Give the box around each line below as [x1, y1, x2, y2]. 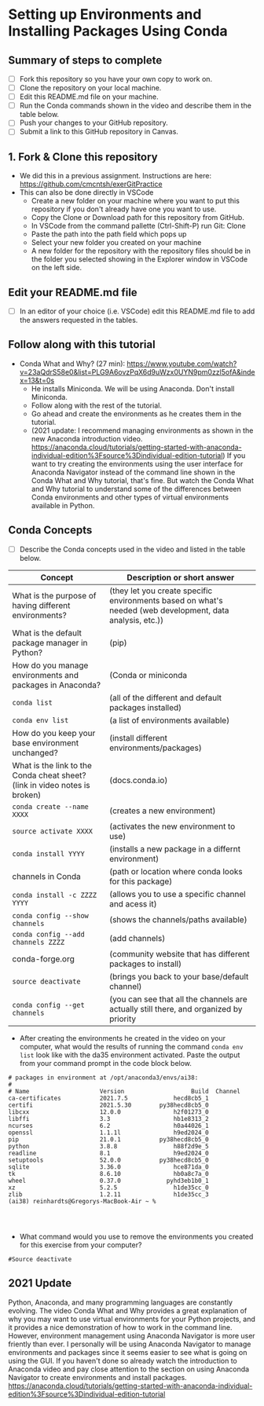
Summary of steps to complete [8, 53, 163, 67]
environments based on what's [108, 595, 223, 606]
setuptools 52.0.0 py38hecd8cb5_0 [8, 1156, 210, 1164]
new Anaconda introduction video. [31, 434, 143, 443]
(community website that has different [108, 948, 250, 959]
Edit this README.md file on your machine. [19, 92, 159, 101]
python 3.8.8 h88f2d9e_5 [8, 1142, 210, 1150]
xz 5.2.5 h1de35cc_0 [8, 1184, 210, 1192]
